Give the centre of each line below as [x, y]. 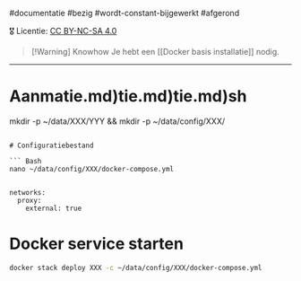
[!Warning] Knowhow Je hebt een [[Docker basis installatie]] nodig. [155, 52]
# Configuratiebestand [52, 145]
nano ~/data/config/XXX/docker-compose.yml [92, 169]
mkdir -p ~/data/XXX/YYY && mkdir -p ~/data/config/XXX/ [117, 121]
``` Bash [26, 161]
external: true [54, 208]
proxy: [30, 200]
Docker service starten [96, 244]
